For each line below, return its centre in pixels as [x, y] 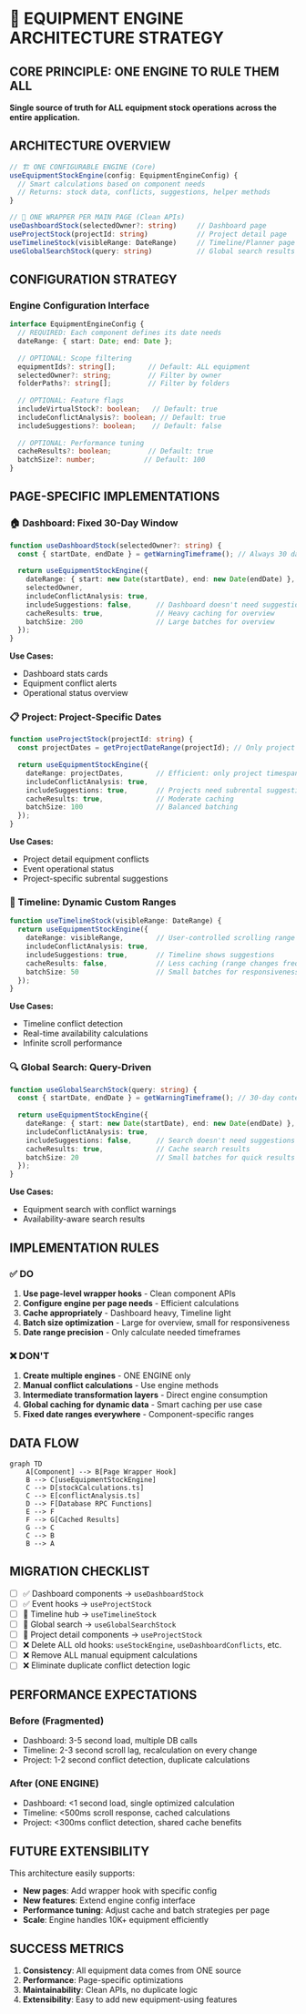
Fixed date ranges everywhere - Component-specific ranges [138, 1415]
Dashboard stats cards [65, 674]
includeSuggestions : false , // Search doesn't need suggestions [161, 1140]
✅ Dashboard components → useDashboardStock [113, 1593]
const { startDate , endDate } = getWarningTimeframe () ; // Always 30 [152, 554]
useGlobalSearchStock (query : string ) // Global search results [153, 251]
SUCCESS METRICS [67, 1948]
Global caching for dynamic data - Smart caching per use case [142, 1405]
